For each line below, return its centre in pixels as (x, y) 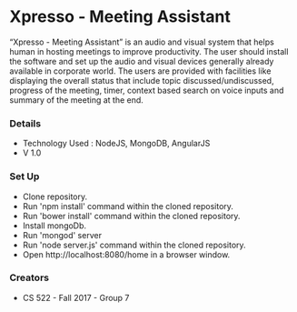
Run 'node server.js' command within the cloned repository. (134, 245)
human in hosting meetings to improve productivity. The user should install (149, 51)
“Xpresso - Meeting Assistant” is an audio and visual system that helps (142, 42)
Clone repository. (55, 196)
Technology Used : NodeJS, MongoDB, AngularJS (116, 144)
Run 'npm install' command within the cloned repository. (128, 206)
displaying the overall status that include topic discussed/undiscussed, (142, 80)
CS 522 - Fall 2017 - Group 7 (76, 297)
